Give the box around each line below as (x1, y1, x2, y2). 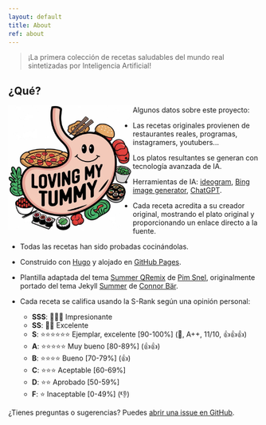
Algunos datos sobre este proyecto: (132, 105, 250, 115)
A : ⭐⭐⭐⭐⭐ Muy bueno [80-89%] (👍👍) (31, 341, 161, 351)
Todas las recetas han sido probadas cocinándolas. (19, 242, 189, 251)
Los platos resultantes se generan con (132, 153, 259, 163)
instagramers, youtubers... (132, 138, 219, 148)
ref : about (8, 30, 45, 37)
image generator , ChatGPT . (132, 186, 222, 195)
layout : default (8, 13, 62, 21)
